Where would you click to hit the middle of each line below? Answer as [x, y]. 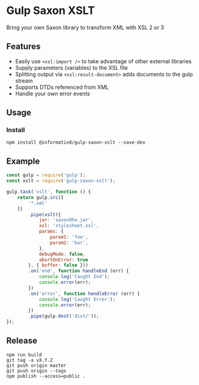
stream [24, 80]
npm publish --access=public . [46, 376]
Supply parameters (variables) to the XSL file [71, 68]
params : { [51, 232]
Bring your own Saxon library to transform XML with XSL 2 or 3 [85, 27]
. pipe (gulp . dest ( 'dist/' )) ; [64, 316]
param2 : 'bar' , [69, 243]
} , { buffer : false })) [58, 265]
